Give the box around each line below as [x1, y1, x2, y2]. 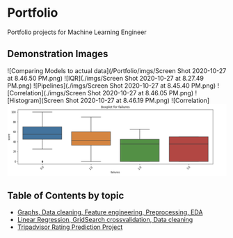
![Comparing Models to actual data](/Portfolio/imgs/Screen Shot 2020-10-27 [7, 66, 227, 74]
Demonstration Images [7, 48, 109, 60]
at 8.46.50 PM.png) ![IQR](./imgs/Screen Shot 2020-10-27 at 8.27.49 [7, 74, 204, 82]
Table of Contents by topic [7, 190, 124, 201]
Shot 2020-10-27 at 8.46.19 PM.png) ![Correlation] [65, 96, 210, 104]
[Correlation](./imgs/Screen [7, 88, 86, 97]
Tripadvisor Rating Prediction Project [17, 223, 123, 231]
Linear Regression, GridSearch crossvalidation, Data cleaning [17, 216, 193, 224]
